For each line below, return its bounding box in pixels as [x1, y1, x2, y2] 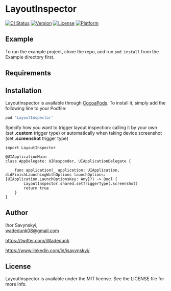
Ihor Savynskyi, [5, 222, 38, 228]
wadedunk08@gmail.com [5, 227, 60, 234]
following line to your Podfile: [5, 105, 67, 111]
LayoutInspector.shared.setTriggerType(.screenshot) [23, 181, 138, 186]
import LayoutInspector [5, 145, 56, 150]
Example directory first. [5, 54, 55, 60]
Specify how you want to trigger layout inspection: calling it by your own [5, 124, 157, 131]
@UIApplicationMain [5, 154, 47, 159]
